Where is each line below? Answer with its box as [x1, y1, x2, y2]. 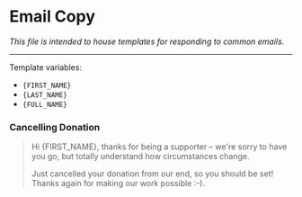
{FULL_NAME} [22, 100, 67, 109]
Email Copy [9, 6, 96, 27]
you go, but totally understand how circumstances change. [31, 151, 250, 162]
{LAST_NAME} [22, 90, 67, 100]
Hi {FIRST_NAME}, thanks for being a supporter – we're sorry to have [31, 141, 288, 152]
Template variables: [9, 61, 83, 73]
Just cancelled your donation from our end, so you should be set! [31, 168, 274, 179]
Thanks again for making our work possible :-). [31, 178, 205, 189]
